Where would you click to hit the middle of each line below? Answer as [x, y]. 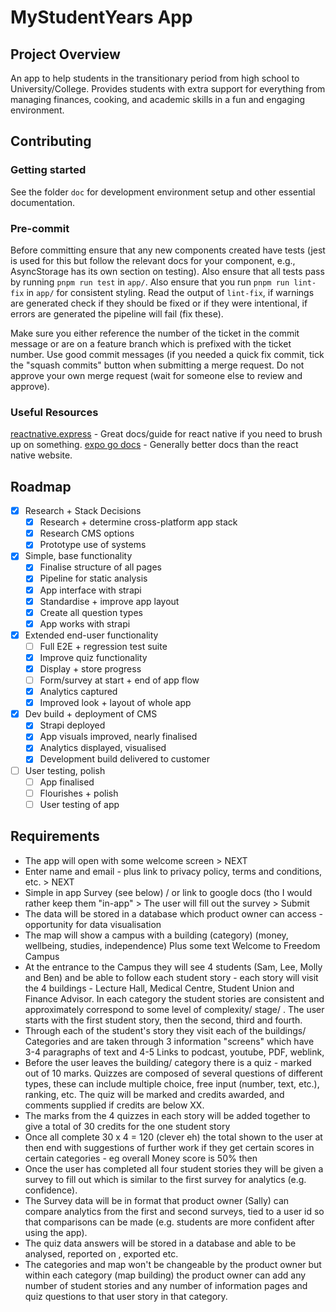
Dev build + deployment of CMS [91, 714]
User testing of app [79, 804]
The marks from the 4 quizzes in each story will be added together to [167, 1115]
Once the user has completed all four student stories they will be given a [174, 1168]
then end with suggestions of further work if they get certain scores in [169, 1147]
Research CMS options [87, 533]
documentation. [43, 202]
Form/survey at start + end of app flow [119, 680]
